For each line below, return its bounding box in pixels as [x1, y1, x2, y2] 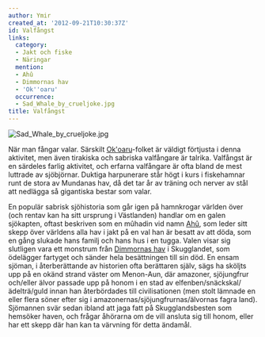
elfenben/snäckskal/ [175, 278, 241, 287]
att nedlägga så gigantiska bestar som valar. [8, 187, 153, 196]
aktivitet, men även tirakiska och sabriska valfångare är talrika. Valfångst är [8, 153, 253, 163]
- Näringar [15, 56, 51, 64]
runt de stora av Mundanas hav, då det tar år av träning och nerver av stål [8, 178, 248, 187]
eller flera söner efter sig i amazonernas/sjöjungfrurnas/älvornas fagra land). [8, 295, 258, 304]
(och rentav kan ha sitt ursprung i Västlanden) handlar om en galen [8, 211, 226, 220]
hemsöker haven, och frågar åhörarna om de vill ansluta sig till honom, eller [8, 312, 254, 321]
